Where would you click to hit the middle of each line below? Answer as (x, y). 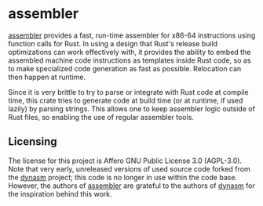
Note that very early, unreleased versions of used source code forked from (129, 168)
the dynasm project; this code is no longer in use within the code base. (123, 177)
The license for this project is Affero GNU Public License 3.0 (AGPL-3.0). (125, 161)
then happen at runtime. (47, 77)
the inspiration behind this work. (60, 193)
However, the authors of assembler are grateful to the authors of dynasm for (131, 186)
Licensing (33, 142)
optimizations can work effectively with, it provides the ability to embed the (130, 52)
